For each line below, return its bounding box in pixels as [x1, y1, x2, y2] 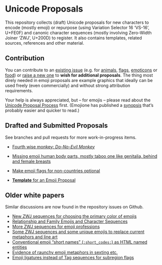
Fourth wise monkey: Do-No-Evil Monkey [12, 144, 95, 149]
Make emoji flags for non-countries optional [12, 167, 101, 173]
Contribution [5, 54, 45, 63]
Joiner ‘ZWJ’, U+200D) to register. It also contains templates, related [5, 35, 142, 41]
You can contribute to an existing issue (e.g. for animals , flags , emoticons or [5, 67, 158, 73]
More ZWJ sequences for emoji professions [12, 224, 100, 230]
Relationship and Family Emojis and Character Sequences [12, 218, 128, 224]
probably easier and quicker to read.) [5, 107, 80, 113]
